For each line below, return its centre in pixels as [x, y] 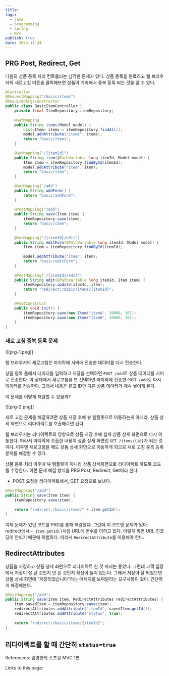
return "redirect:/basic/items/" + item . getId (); [68, 509]
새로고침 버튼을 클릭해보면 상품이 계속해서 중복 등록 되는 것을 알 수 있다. [85, 82]
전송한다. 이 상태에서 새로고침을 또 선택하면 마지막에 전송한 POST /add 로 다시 [86, 380]
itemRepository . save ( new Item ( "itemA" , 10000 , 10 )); [80, 313]
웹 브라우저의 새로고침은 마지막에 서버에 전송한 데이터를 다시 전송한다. [74, 363]
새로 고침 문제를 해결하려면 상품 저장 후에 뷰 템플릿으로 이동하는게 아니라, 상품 [82, 417]
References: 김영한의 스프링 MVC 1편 [42, 658]
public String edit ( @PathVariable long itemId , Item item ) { [80, 280]
